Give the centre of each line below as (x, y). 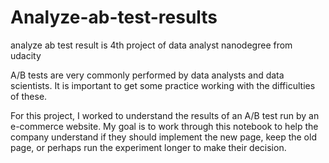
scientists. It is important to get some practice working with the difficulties (163, 85)
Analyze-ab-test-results (114, 17)
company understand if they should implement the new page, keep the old (163, 137)
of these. (29, 96)
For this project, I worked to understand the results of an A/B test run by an (165, 115)
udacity (26, 55)
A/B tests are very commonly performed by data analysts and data (147, 75)
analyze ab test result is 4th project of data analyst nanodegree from (151, 45)
